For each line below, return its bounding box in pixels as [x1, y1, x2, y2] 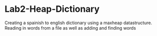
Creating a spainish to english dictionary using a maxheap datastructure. [4, 20, 153, 26]
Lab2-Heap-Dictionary [4, 3, 100, 15]
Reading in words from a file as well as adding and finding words [4, 25, 136, 31]
